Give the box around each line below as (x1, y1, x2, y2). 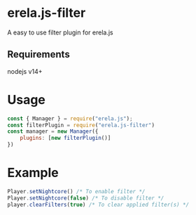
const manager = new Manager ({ (7, 128, 99, 135)
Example (7, 165, 59, 181)
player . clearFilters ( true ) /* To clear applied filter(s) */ (7, 201, 190, 208)
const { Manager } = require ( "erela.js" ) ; (7, 115, 133, 122)
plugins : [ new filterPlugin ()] (20, 135, 111, 142)
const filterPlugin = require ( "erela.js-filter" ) (7, 122, 155, 129)
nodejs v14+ (7, 67, 43, 75)
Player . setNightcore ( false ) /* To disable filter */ (7, 195, 164, 202)
